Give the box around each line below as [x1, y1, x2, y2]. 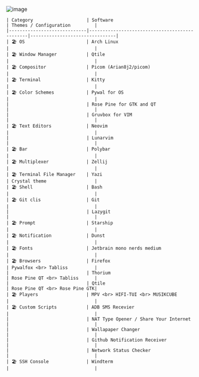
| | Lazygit [6, 209, 111, 215]
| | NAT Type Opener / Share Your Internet [6, 316, 191, 322]
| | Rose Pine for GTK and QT [6, 101, 157, 107]
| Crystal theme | [6, 178, 97, 184]
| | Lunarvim [6, 135, 114, 141]
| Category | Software [6, 17, 114, 23]
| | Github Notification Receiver [6, 337, 167, 343]
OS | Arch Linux [19, 39, 118, 45]
